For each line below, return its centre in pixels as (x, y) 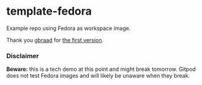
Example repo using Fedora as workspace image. (69, 28)
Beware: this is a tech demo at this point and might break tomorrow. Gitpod (101, 69)
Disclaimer (23, 56)
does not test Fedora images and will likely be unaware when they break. (98, 76)
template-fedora (49, 11)
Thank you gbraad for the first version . (55, 40)
